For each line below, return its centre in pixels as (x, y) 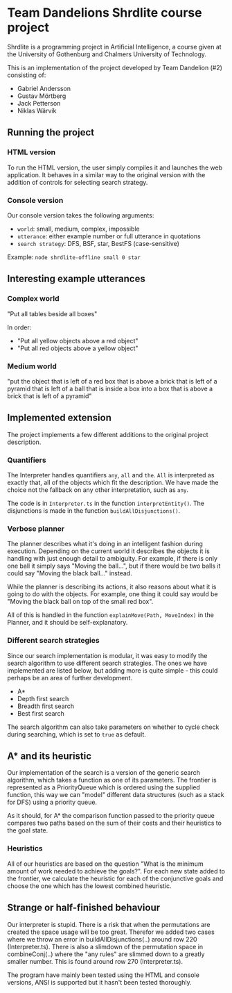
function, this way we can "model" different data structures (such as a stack (116, 795)
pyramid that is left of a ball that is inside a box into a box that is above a (110, 388)
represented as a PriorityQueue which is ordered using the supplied (104, 787)
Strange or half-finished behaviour (84, 908)
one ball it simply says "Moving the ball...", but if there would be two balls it (114, 566)
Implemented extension (60, 418)
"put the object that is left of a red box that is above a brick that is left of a (112, 381)
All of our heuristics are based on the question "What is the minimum (105, 864)
